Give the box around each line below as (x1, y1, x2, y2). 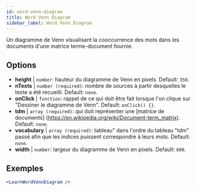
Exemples (6, 163, 44, 174)
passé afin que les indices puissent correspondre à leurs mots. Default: (14, 133, 190, 141)
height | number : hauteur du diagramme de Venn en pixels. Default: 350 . (14, 76, 190, 83)
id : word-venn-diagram (6, 8, 63, 15)
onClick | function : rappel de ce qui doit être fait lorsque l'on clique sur (14, 95, 191, 102)
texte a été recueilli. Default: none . (14, 89, 98, 96)
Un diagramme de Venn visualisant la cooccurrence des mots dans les (6, 37, 180, 44)
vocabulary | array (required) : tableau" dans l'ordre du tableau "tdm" (14, 127, 189, 134)
